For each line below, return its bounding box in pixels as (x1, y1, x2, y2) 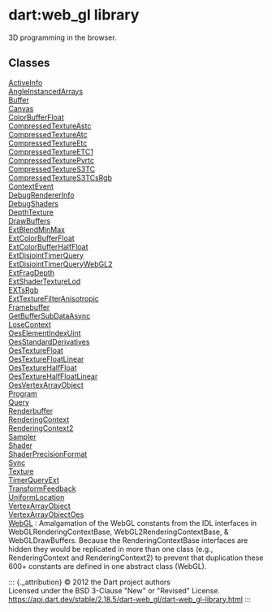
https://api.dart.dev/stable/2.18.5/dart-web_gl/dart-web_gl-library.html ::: (8, 594, 252, 604)
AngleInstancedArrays (8, 86, 84, 96)
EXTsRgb (8, 284, 39, 294)
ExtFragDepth (8, 267, 55, 277)
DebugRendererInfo (8, 189, 75, 200)
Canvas (8, 103, 34, 113)
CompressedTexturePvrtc (8, 155, 95, 165)
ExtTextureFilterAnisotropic (8, 293, 99, 303)
